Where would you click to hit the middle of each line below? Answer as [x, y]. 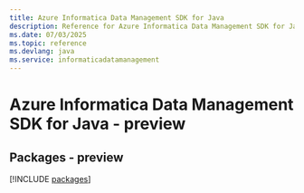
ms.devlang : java [42, 52]
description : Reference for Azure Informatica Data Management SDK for [147, 26]
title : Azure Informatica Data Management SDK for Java [117, 18]
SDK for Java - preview [98, 124]
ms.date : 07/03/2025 [48, 34]
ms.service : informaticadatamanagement [85, 60]
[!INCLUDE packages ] [50, 179]
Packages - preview [66, 157]
